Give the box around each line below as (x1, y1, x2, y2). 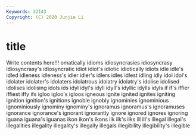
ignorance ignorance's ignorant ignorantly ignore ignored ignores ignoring (6, 110, 188, 117)
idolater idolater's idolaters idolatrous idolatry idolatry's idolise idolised (6, 78, 180, 85)
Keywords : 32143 (6, 8, 46, 15)
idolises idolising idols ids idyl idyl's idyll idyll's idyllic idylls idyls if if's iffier (6, 84, 189, 92)
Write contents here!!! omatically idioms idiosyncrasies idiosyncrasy (6, 59, 173, 66)
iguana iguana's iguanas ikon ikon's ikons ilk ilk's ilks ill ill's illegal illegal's (6, 116, 186, 123)
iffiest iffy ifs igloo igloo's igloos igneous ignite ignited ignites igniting (6, 91, 176, 98)
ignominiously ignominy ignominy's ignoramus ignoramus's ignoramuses (6, 103, 185, 110)
